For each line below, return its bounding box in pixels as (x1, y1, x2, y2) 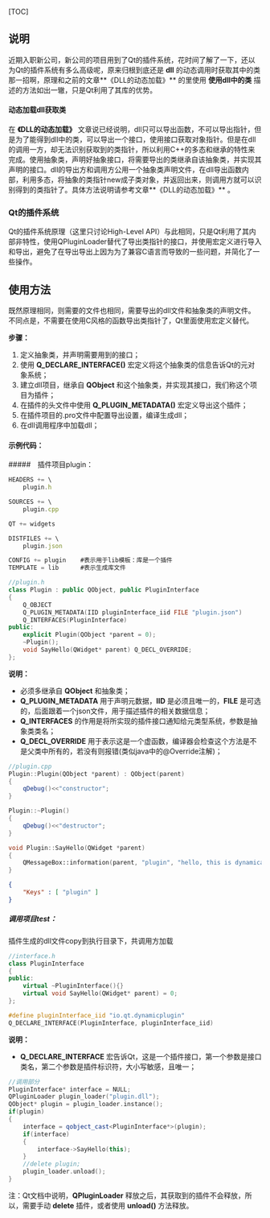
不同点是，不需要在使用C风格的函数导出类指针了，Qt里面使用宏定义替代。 (8, 316, 254, 325)
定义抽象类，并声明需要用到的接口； (19, 350, 141, 360)
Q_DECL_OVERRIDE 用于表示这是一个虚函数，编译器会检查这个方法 (19, 736, 243, 745)
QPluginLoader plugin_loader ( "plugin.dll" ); (8, 1092, 160, 1101)
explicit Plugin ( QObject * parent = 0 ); (22, 631, 157, 639)
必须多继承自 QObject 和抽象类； (19, 686, 130, 696)
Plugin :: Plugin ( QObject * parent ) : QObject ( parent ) (8, 770, 185, 778)
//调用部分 (8, 1078, 40, 1086)
